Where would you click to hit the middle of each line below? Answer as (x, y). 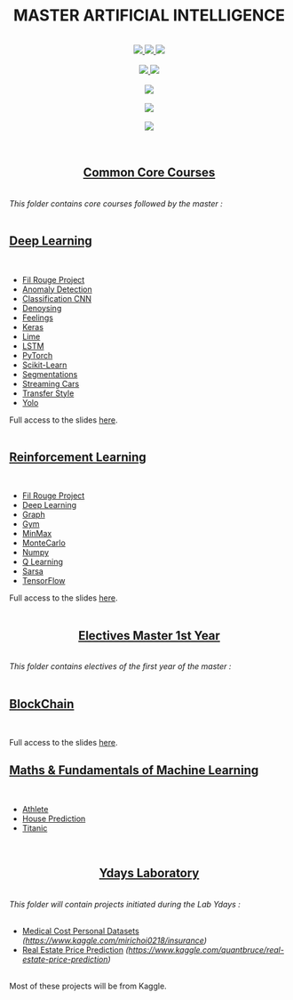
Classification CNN (56, 298)
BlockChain (42, 704)
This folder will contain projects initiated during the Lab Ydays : (125, 904)
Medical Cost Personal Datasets (80, 931)
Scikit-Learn (44, 365)
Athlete (35, 809)
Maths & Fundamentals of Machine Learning (134, 770)
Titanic (35, 827)
